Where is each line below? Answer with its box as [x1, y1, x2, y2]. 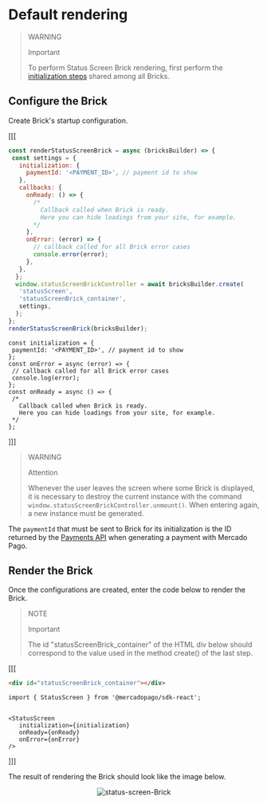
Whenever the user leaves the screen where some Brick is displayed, [27, 483, 255, 492]
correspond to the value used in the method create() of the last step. [27, 648, 253, 658]
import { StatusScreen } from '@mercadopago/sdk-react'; [8, 694, 202, 702]
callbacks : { [18, 183, 62, 192]
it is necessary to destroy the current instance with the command [27, 491, 242, 501]
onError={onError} [18, 735, 80, 743]
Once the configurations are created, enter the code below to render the [8, 585, 245, 595]
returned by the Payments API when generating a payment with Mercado [8, 532, 248, 542]
